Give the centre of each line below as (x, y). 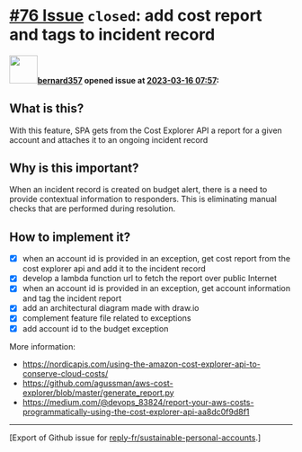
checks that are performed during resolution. (93, 208)
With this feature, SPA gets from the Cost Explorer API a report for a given (146, 130)
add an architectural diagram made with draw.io (111, 308)
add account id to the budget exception (95, 328)
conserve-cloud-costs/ (65, 373)
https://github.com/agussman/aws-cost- (98, 383)
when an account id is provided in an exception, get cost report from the (156, 259)
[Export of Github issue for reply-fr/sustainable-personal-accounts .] (135, 438)
